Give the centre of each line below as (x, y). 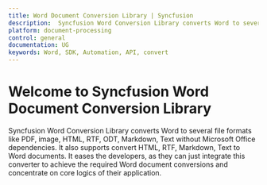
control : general (37, 38)
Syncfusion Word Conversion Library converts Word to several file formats (130, 130)
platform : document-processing (60, 30)
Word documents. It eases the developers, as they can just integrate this (127, 156)
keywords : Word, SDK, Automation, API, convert (89, 52)
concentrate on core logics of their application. (85, 172)
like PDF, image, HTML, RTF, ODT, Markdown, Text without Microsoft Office (132, 139)
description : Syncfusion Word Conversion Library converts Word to (124, 23)
